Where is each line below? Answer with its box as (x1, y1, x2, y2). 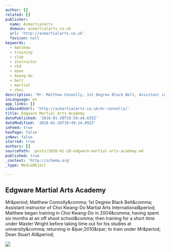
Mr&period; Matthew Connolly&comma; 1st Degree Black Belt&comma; (5, 199, 153, 205)
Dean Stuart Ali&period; (5, 231, 55, 238)
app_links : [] (5, 102, 35, 107)
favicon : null (10, 36, 39, 41)
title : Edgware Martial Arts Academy (5, 111, 85, 116)
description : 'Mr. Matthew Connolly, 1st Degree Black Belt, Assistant (5, 92, 159, 97)
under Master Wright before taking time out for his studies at (5, 221, 132, 227)
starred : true (5, 139, 35, 144)
